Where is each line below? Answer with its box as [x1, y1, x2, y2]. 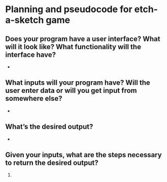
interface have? [5, 50, 56, 59]
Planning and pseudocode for [5, 4, 133, 15]
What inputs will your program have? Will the [5, 79, 151, 87]
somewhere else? [5, 94, 62, 103]
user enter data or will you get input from [5, 86, 137, 95]
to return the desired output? [5, 159, 99, 167]
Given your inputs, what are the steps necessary [5, 151, 162, 159]
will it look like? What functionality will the [5, 42, 141, 51]
